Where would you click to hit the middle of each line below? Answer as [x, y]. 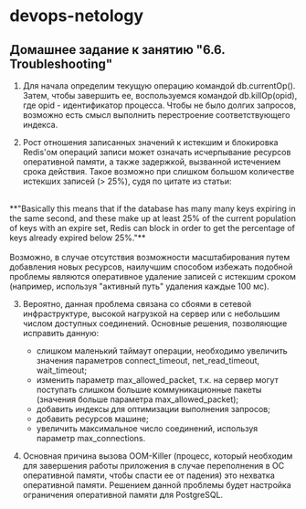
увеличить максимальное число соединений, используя [147, 429]
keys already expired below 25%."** [78, 238]
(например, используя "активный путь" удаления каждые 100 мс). [139, 286]
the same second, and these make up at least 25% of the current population [153, 218]
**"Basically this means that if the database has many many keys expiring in [153, 208]
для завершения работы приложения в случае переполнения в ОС [153, 466]
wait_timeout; [62, 370]
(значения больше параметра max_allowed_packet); [137, 399]
